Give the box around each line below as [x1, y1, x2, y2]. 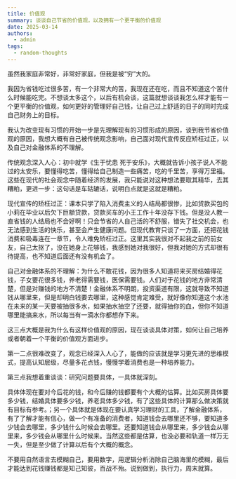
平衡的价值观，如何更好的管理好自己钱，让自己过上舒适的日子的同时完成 [19, 102, 229, 110]
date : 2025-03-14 [7, 23, 58, 30]
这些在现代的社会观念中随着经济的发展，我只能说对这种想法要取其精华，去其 [7, 175, 229, 184]
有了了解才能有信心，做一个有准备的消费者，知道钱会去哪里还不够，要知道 [7, 414, 223, 422]
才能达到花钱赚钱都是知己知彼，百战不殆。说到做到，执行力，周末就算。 [7, 464, 216, 472]
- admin [13, 36, 37, 43]
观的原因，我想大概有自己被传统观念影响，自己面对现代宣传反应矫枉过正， [7, 134, 223, 142]
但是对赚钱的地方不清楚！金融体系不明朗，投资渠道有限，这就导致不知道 [19, 284, 229, 292]
